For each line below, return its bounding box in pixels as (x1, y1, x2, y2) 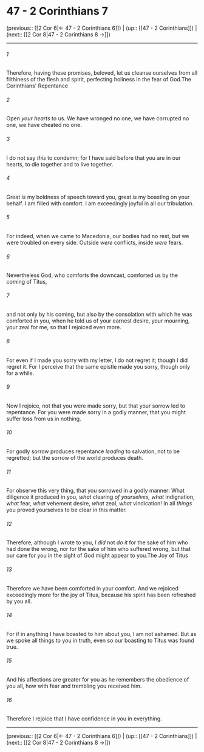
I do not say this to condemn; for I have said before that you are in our (6, 154, 181, 162)
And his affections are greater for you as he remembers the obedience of (6, 675, 189, 683)
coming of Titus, (6, 278, 47, 285)
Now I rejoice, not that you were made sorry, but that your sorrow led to (6, 402, 186, 409)
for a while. (6, 369, 35, 377)
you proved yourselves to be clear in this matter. (6, 506, 127, 514)
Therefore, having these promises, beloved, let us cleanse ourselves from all (6, 69, 198, 77)
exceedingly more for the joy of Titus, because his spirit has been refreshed (6, 591, 196, 598)
